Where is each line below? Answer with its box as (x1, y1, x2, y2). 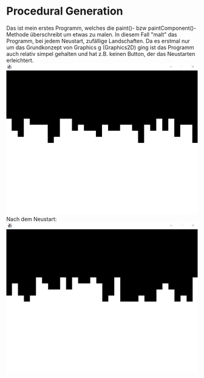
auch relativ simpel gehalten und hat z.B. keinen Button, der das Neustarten (6, 50, 195, 57)
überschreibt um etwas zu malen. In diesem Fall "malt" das (30, 30, 177, 38)
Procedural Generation (6, 4, 123, 18)
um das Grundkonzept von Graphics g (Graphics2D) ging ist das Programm (6, 44, 194, 51)
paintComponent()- (148, 24, 197, 32)
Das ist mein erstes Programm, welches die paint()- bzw (6, 24, 147, 32)
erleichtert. (6, 57, 34, 64)
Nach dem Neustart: (6, 215, 57, 222)
